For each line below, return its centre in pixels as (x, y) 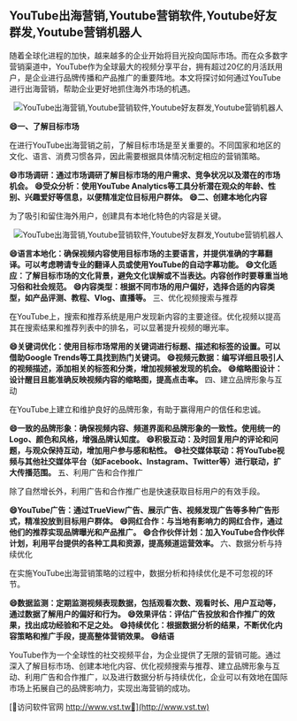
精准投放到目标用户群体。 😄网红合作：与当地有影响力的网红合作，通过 (153, 521)
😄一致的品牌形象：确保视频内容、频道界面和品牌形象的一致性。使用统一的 (145, 428)
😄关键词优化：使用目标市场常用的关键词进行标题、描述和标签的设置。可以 (145, 346)
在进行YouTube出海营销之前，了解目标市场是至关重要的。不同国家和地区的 (145, 145)
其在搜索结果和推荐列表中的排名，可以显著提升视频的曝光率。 (122, 327)
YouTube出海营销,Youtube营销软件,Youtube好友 (143, 16)
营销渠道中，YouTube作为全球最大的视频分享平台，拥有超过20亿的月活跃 (142, 66)
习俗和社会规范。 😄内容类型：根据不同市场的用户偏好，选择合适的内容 (138, 287)
